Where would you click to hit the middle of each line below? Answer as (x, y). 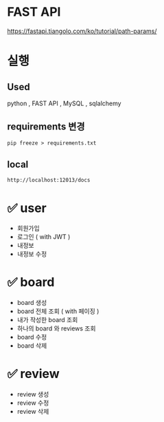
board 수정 (32, 337)
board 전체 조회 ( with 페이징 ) (58, 311)
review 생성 (33, 394)
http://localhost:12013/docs (49, 180)
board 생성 (32, 303)
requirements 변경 (46, 127)
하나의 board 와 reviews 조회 (56, 328)
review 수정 (33, 403)
